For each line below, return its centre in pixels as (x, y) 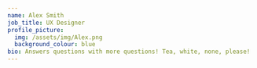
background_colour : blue (55, 45)
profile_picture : (36, 30)
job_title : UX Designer (46, 23)
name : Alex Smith (36, 15)
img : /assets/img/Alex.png (59, 37)
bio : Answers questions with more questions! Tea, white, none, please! (129, 52)
